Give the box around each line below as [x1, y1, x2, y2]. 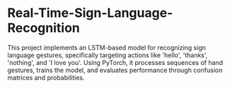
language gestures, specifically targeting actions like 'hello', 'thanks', [7, 51, 208, 59]
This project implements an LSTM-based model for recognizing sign [7, 43, 207, 52]
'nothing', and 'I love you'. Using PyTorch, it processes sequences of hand [7, 58, 224, 66]
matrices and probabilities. [7, 73, 85, 82]
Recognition [7, 20, 80, 36]
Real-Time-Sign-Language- [7, 5, 173, 21]
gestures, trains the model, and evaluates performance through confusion [7, 66, 223, 74]
